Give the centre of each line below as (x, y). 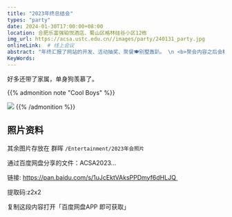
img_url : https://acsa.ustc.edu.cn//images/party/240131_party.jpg (106, 39)
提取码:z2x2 (24, 192)
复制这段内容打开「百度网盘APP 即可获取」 (68, 207)
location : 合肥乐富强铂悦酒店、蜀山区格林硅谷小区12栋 (77, 33)
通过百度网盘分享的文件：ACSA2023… (62, 163)
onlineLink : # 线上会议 (41, 45)
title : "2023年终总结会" (40, 13)
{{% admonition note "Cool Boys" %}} (61, 92)
